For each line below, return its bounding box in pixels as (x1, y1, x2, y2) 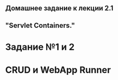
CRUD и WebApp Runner (5, 64, 111, 76)
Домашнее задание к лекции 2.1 (5, 4, 114, 13)
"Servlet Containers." (5, 21, 75, 30)
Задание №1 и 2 (5, 41, 75, 52)
